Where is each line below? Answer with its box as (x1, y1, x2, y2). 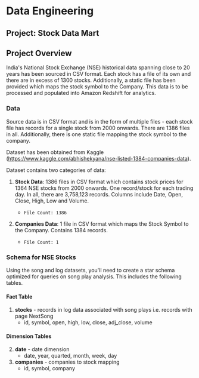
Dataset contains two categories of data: (6, 166, 106, 174)
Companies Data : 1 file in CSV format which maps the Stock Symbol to (14, 220, 189, 228)
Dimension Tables (6, 333, 52, 340)
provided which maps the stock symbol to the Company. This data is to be (6, 83, 188, 90)
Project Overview (6, 48, 72, 58)
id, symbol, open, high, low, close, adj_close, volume (23, 319, 153, 326)
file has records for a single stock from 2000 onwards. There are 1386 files (6, 124, 190, 131)
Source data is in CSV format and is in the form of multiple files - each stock (6, 118, 193, 125)
